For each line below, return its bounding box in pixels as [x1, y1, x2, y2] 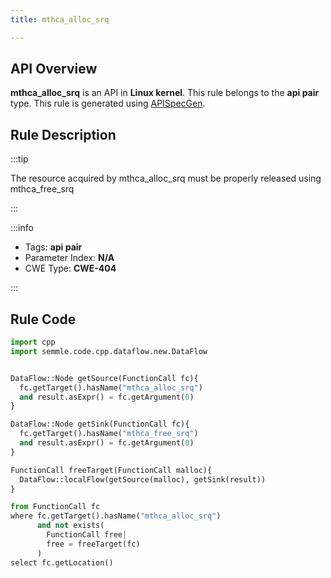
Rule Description [10, 126, 117, 143]
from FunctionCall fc [10, 502, 101, 512]
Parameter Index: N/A [24, 252, 115, 264]
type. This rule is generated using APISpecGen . [10, 97, 206, 110]
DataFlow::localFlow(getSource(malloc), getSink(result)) [19, 474, 267, 485]
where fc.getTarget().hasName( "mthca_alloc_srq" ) [10, 511, 222, 521]
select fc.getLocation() [10, 557, 114, 568]
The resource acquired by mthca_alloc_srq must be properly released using [10, 172, 322, 185]
